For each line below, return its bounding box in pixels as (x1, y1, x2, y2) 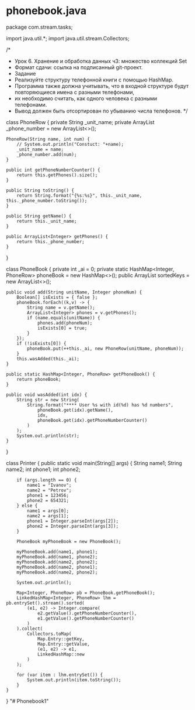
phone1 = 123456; (27, 492, 69, 499)
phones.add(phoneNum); (37, 320, 93, 326)
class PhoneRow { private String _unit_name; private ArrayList (6, 118, 155, 125)
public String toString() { (6, 187, 75, 193)
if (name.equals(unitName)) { (27, 315, 100, 320)
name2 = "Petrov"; (27, 487, 72, 493)
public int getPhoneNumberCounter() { (6, 167, 100, 173)
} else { (16, 503, 38, 508)
